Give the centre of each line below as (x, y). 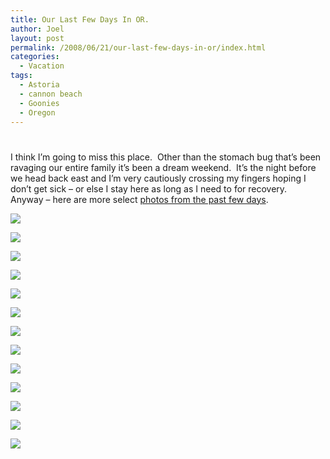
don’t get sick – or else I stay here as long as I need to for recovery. (149, 188)
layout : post (37, 38)
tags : (21, 76)
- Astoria (39, 85)
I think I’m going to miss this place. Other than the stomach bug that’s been (166, 157)
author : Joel (37, 29)
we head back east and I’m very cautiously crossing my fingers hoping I (158, 178)
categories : (35, 57)
